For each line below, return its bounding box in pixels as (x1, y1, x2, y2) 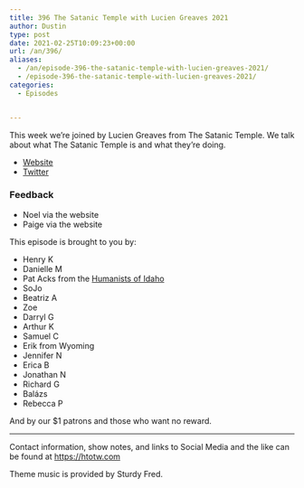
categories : (9, 80, 54, 89)
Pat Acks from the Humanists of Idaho (22, 273, 165, 284)
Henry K (22, 254, 54, 265)
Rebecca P (22, 398, 63, 408)
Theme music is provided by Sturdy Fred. (9, 468, 164, 479)
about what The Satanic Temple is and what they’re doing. (9, 139, 226, 150)
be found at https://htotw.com (9, 451, 120, 462)
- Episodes (17, 89, 59, 98)
